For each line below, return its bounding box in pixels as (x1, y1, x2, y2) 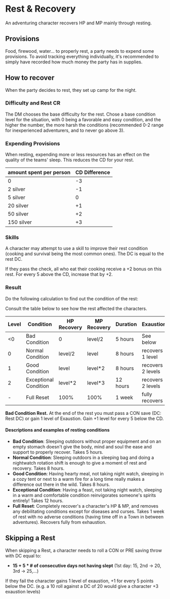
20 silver (8, 202, 29, 209)
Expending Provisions (5, 140, 60, 147)
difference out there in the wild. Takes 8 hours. (12, 481, 110, 487)
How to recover (5, 74, 55, 82)
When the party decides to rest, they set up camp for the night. (5, 87, 137, 93)
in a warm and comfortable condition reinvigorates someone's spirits (12, 492, 156, 498)
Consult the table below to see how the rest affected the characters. (5, 305, 148, 311)
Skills (5, 234, 19, 241)
